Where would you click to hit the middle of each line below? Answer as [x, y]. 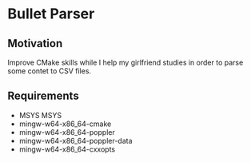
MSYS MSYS [40, 115]
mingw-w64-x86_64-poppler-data [76, 140]
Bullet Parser [51, 14]
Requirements [43, 96]
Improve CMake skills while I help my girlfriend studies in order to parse [125, 62]
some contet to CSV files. [50, 71]
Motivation [35, 43]
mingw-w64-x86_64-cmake [65, 124]
